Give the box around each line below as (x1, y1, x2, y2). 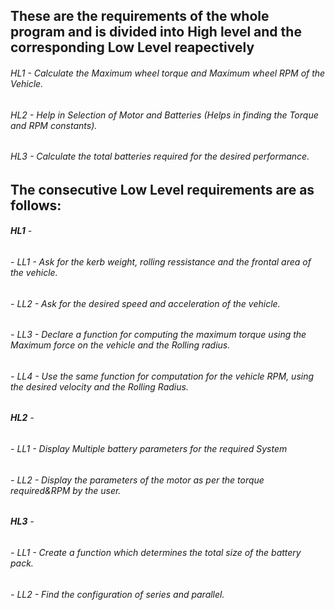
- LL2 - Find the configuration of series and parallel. (10, 588, 225, 600)
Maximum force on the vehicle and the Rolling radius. (10, 339, 231, 351)
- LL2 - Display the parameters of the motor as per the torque (10, 474, 265, 486)
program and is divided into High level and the (10, 24, 302, 41)
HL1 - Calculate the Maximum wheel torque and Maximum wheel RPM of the (10, 67, 326, 79)
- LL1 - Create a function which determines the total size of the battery (10, 546, 302, 558)
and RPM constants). (10, 119, 98, 131)
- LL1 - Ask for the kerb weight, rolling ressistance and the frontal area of (10, 256, 312, 268)
